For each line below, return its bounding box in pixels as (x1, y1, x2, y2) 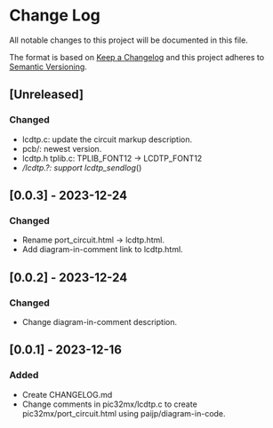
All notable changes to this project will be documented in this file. (9, 35, 249, 45)
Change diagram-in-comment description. (21, 317, 178, 327)
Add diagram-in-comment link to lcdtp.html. (21, 244, 184, 255)
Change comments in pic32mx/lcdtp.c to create (21, 399, 197, 409)
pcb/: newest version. (21, 143, 102, 154)
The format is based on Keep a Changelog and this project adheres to (9, 52, 265, 62)
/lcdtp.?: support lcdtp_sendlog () (21, 162, 142, 173)
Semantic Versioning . (9, 61, 87, 72)
